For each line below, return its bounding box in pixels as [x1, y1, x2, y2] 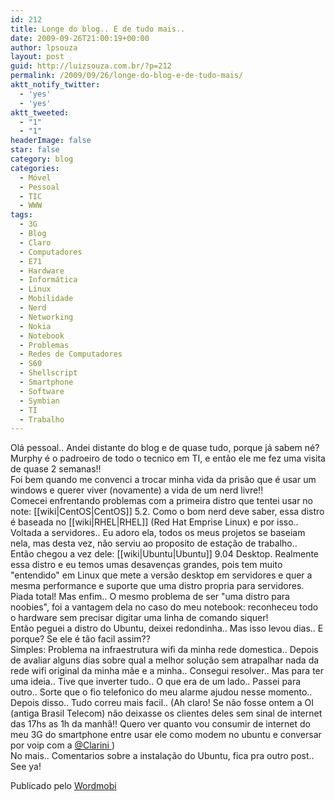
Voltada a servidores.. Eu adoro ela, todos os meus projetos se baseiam [10, 527, 306, 539]
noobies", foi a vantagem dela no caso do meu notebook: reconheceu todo [10, 601, 319, 613]
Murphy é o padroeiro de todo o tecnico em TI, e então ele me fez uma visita [10, 452, 326, 465]
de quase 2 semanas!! [10, 463, 102, 475]
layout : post [10, 52, 65, 62]
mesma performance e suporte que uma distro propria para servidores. [10, 580, 305, 592]
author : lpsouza [10, 42, 78, 53]
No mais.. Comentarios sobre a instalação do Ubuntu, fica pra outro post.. [10, 750, 315, 762]
